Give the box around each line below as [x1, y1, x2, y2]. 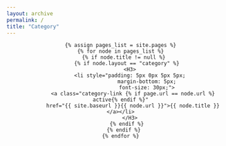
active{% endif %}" [92, 96, 149, 104]
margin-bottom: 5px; [117, 78, 177, 85]
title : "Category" [6, 23, 59, 30]
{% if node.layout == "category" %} [74, 60, 180, 67]
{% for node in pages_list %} [77, 48, 164, 55]
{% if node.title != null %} [82, 54, 166, 61]
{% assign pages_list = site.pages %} [64, 42, 177, 49]
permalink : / [6, 17, 44, 24]
